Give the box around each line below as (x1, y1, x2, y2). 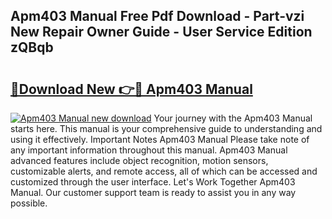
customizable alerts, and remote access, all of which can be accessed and (10, 165, 318, 177)
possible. (10, 197, 48, 209)
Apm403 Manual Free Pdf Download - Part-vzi (10, 8, 305, 25)
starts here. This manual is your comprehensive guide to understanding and (10, 123, 323, 134)
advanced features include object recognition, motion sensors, (10, 155, 269, 166)
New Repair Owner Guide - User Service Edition (10, 24, 313, 41)
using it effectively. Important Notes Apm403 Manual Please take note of (10, 134, 310, 145)
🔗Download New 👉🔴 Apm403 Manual (10, 80, 253, 98)
